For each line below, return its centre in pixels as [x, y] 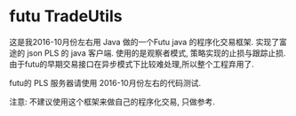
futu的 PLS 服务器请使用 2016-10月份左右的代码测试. [105, 82]
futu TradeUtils [66, 16]
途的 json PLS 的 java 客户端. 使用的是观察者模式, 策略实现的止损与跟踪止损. [148, 53]
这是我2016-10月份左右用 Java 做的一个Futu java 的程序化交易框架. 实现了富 [148, 42]
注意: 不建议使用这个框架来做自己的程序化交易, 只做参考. [112, 101]
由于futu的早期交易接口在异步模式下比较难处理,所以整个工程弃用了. [132, 64]
